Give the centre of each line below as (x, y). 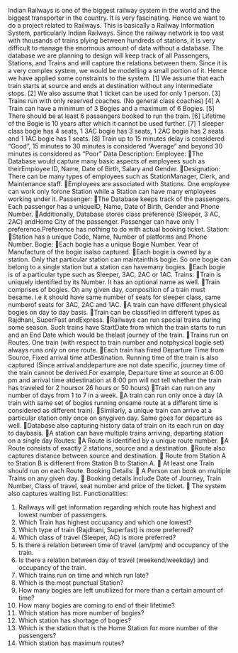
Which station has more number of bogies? (81, 613)
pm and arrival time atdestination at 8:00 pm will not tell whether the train (115, 380)
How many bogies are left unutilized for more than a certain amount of (121, 590)
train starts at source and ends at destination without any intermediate (110, 86)
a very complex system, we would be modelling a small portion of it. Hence (118, 71)
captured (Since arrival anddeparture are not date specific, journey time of (117, 365)
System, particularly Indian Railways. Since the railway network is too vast (116, 33)
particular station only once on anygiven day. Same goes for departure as (115, 418)
